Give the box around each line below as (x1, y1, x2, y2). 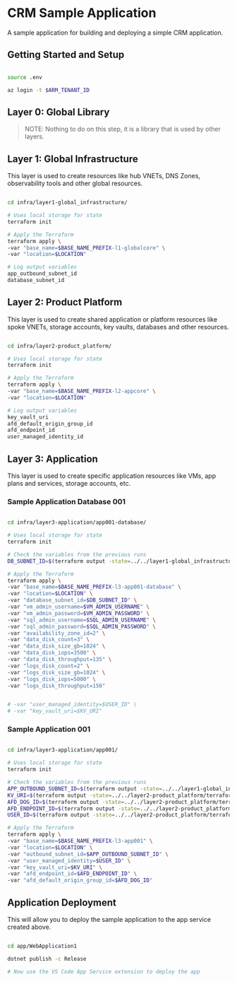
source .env (7, 74, 42, 81)
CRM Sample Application (7, 5, 157, 21)
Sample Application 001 (7, 725, 91, 735)
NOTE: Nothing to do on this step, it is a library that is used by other (24, 125, 221, 134)
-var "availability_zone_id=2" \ (7, 629, 106, 637)
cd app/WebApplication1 (7, 942, 78, 950)
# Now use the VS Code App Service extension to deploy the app (7, 968, 200, 975)
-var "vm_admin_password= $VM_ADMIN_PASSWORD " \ (7, 609, 150, 616)
